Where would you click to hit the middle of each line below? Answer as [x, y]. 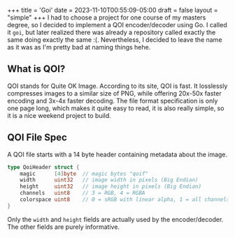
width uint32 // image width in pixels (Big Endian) [109, 180]
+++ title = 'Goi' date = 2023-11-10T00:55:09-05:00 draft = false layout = [113, 10]
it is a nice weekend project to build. [59, 115]
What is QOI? [36, 69]
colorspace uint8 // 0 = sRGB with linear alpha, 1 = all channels [125, 200]
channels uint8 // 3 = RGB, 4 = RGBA [83, 193]
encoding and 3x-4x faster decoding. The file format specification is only [113, 101]
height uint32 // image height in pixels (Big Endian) [111, 187]
